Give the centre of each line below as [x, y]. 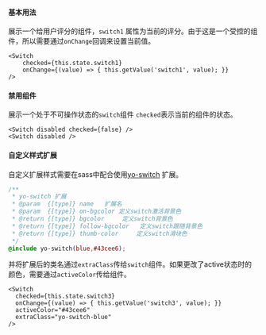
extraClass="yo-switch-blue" [64, 318]
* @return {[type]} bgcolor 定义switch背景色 [92, 219]
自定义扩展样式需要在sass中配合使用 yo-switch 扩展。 [96, 174]
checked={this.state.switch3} [65, 296]
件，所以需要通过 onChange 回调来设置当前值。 [82, 41]
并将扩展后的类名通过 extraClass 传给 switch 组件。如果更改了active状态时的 [130, 264]
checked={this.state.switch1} [73, 64]
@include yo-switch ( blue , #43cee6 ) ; [67, 248]
